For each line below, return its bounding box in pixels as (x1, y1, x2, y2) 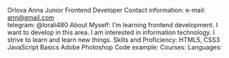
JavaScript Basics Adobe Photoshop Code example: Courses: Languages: (7, 43, 222, 51)
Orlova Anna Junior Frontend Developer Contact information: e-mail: (7, 6, 206, 14)
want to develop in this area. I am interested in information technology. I (7, 28, 215, 36)
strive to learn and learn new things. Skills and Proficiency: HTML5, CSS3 (7, 36, 221, 44)
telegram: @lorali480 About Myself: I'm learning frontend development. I (7, 21, 218, 29)
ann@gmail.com (7, 13, 55, 22)
